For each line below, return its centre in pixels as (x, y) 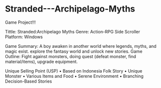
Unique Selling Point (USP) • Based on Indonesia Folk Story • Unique (74, 71)
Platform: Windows (24, 37)
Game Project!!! (21, 22)
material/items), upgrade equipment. (42, 61)
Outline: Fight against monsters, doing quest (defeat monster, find (71, 56)
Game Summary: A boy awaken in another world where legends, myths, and (81, 46)
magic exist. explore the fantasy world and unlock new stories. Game (74, 51)
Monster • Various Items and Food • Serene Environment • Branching (74, 76)
